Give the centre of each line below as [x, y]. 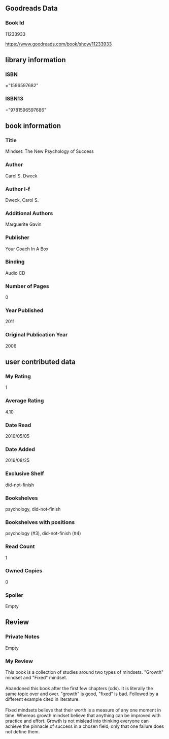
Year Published [24, 310]
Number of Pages [27, 286]
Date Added [20, 449]
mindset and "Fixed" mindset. [36, 678]
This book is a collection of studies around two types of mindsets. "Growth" [84, 672]
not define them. [23, 732]
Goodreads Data [32, 8]
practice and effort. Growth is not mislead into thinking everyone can [77, 721]
